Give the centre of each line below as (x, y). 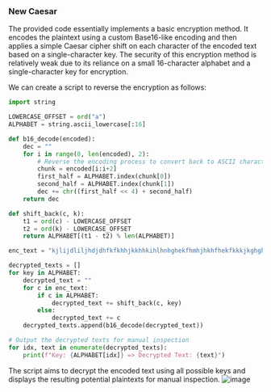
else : (47, 310)
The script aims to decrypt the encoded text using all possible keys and (127, 370)
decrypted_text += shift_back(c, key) (117, 303)
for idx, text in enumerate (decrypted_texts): (88, 348)
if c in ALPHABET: (68, 295)
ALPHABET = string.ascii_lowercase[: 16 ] (77, 124)
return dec (41, 199)
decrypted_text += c (86, 318)
